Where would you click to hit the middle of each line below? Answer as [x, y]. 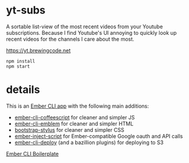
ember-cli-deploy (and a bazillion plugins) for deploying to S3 [89, 142]
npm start [18, 66]
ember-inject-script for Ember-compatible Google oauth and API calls [99, 136]
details [23, 90]
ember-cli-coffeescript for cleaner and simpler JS [75, 117]
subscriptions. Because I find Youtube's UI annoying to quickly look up [92, 32]
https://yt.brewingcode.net [38, 50]
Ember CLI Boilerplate [32, 154]
